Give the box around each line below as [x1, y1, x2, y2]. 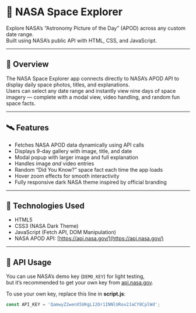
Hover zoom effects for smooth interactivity [14, 172, 120, 179]
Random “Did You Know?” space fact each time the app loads [14, 166, 163, 173]
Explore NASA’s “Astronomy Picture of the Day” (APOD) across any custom [6, 25, 185, 32]
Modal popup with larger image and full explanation [14, 154, 138, 161]
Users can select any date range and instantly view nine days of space [6, 87, 176, 94]
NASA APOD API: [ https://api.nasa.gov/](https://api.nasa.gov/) [14, 235, 164, 242]
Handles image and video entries [14, 160, 94, 167]
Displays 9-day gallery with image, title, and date [14, 147, 132, 154]
